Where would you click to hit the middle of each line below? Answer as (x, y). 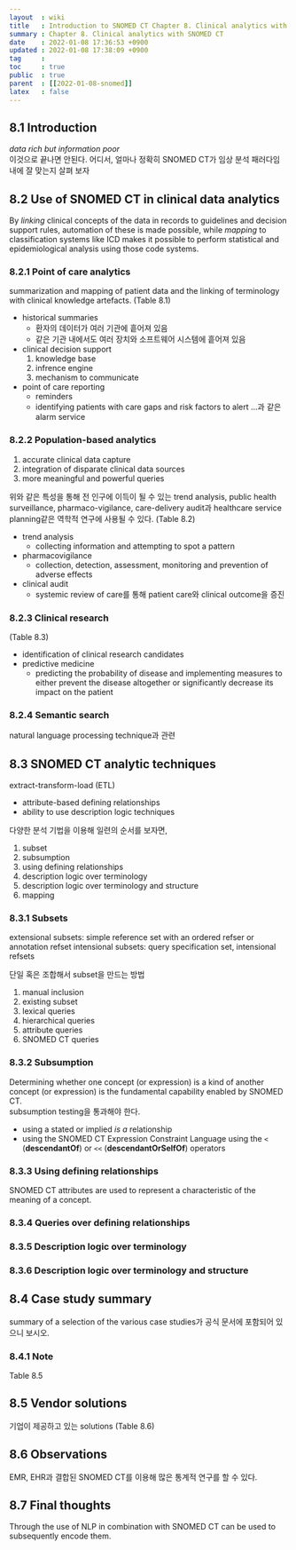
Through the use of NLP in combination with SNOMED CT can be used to (143, 1527)
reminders (54, 397)
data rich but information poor (65, 149)
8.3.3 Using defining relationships (84, 1171)
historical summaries (60, 318)
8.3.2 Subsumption (51, 1063)
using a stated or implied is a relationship (97, 1129)
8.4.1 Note (31, 1356)
